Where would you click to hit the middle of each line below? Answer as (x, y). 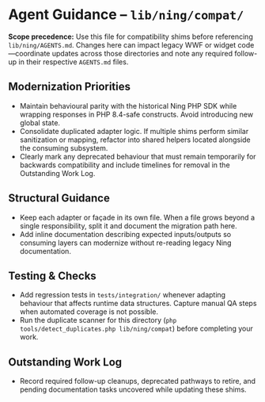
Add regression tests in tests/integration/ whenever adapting (123, 295)
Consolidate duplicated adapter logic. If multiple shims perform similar (134, 131)
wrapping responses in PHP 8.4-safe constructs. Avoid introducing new (136, 114)
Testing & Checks (52, 276)
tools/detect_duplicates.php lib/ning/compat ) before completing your (136, 329)
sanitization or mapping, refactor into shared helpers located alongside (135, 140)
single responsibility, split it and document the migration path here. (128, 226)
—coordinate (29, 53)
